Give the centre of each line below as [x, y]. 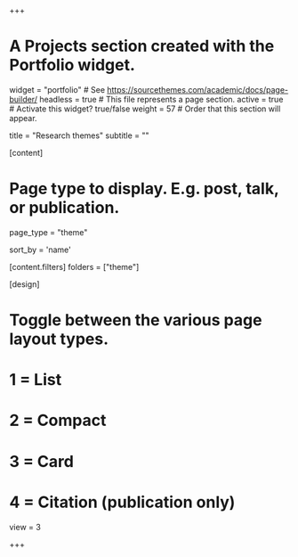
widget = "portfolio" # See [57, 89]
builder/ [24, 99]
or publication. [64, 208]
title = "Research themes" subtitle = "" [79, 135]
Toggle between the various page [136, 320]
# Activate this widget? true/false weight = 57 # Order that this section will [145, 109]
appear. [23, 118]
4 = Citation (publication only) [122, 502]
